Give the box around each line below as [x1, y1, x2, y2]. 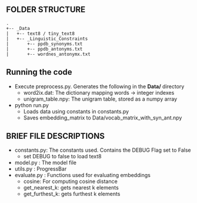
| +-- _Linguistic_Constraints [6, 35, 88, 42]
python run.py [14, 101, 49, 108]
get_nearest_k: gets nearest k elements [23, 184, 119, 191]
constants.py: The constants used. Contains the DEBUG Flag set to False [14, 147, 191, 154]
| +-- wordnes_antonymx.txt [6, 51, 91, 57]
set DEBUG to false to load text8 [23, 153, 102, 160]
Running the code [6, 67, 72, 77]
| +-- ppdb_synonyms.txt [6, 41, 83, 46]
